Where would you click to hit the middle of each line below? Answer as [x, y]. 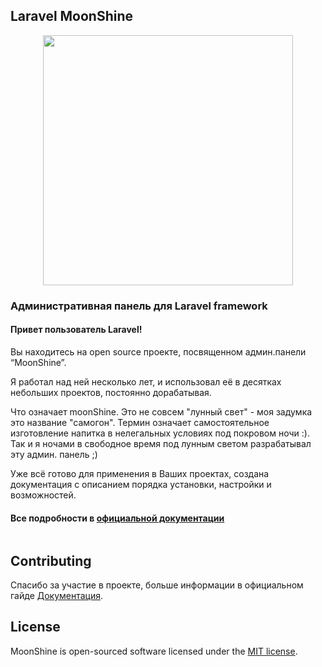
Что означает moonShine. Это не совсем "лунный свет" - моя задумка [161, 411]
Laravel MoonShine [72, 16]
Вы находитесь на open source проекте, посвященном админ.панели [158, 351]
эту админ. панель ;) [54, 454]
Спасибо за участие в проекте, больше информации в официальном [157, 585]
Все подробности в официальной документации [117, 518]
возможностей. [43, 495]
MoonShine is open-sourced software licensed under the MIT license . [154, 651]
